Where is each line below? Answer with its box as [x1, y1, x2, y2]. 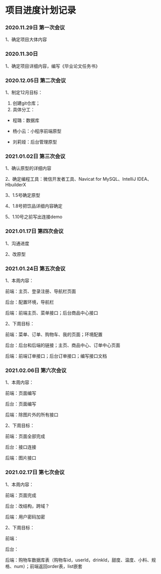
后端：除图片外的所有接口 [5, 412, 59, 418]
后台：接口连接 [5, 444, 36, 450]
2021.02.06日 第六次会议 [5, 366, 67, 374]
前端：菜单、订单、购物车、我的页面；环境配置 [5, 331, 102, 337]
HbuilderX [5, 182, 26, 188]
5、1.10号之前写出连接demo [5, 214, 63, 220]
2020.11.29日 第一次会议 [5, 24, 65, 31]
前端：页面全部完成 [5, 433, 45, 440]
